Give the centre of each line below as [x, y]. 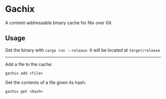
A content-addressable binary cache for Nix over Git [58, 23]
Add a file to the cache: [29, 64]
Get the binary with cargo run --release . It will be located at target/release [83, 50]
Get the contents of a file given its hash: [46, 82]
